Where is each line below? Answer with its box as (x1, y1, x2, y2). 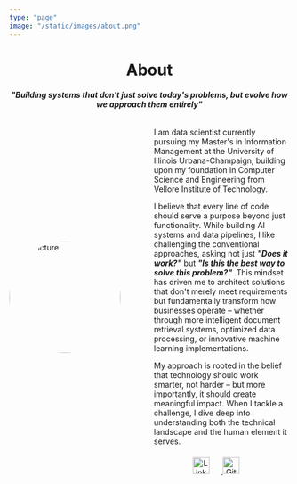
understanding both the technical (154, 416, 276, 428)
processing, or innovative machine (154, 333, 280, 344)
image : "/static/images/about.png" (9, 21, 141, 30)
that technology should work (154, 369, 259, 380)
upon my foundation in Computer (154, 164, 276, 175)
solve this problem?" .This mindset (154, 267, 285, 277)
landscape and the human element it (154, 426, 287, 437)
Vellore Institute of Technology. (154, 184, 269, 194)
